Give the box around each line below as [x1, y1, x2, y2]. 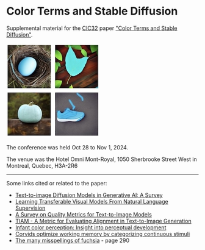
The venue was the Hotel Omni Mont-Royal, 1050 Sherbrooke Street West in [6, 155, 197, 163]
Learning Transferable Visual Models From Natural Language [15, 198, 169, 205]
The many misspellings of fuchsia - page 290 [15, 237, 130, 244]
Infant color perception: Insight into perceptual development [15, 224, 167, 231]
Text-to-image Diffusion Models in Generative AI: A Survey [15, 191, 163, 199]
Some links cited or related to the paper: [6, 179, 107, 187]
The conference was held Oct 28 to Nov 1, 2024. [6, 143, 129, 151]
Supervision [15, 204, 46, 212]
